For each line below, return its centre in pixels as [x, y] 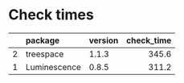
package [43, 40]
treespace [45, 54]
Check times [51, 15]
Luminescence [53, 67]
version [104, 40]
